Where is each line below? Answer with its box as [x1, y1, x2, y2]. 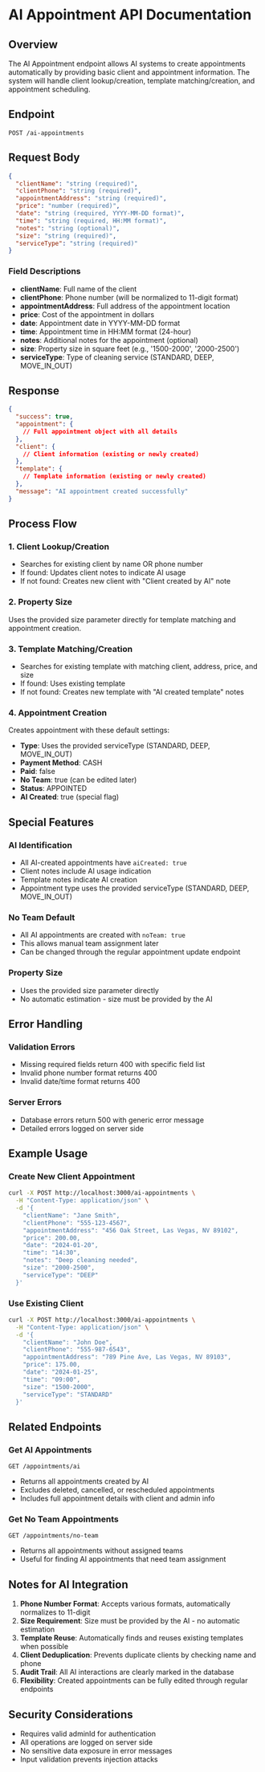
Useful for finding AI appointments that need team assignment [19, 1554, 226, 1564]
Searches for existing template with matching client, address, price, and [19, 662, 258, 671]
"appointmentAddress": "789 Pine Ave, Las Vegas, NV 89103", [22, 1353, 231, 1362]
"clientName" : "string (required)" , [15, 179, 138, 188]
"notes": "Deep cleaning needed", [22, 1257, 138, 1265]
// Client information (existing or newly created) [22, 450, 199, 458]
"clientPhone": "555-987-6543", [22, 1346, 131, 1354]
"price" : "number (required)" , [15, 202, 120, 210]
